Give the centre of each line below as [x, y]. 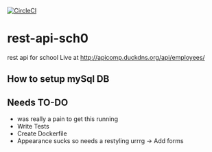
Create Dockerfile [42, 133]
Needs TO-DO [38, 102]
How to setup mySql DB [58, 79]
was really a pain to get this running [68, 119]
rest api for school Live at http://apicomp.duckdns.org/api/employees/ [106, 57]
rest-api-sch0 [48, 39]
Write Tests [33, 127]
